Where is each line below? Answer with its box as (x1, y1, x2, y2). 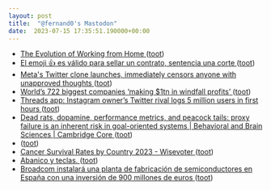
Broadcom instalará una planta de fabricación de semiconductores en (19, 164, 253, 174)
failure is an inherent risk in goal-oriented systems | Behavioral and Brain (19, 121, 263, 131)
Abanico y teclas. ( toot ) (19, 155, 99, 166)
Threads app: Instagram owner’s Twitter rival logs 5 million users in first (19, 95, 259, 105)
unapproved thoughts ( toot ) (19, 78, 112, 88)
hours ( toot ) (19, 104, 61, 114)
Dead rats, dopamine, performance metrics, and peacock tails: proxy (19, 112, 250, 122)
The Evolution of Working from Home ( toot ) (19, 49, 165, 59)
